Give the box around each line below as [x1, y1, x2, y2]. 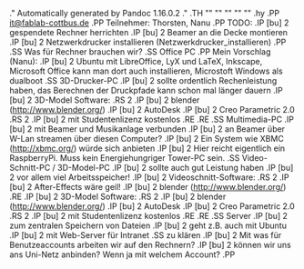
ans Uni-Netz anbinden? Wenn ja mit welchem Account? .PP [9, 249, 236, 260]
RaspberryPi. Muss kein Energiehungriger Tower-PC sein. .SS [9, 153, 240, 163]
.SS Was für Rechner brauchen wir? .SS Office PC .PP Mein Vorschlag [9, 46, 271, 57]
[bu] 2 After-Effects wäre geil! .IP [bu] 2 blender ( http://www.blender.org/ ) [9, 182, 287, 192]
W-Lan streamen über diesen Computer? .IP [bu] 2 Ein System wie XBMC [9, 134, 284, 144]
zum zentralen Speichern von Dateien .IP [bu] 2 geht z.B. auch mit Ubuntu [9, 220, 287, 231]
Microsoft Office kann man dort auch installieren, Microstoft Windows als [9, 65, 284, 76]
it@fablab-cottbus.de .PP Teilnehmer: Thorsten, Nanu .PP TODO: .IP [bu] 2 [9, 17, 289, 28]
